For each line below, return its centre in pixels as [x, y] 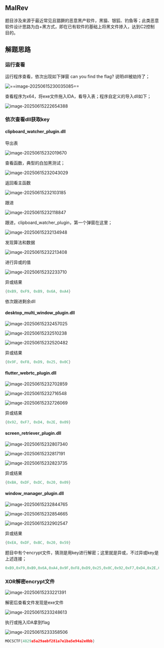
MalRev [17, 8]
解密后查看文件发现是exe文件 [34, 602]
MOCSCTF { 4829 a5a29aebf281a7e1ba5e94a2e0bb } [50, 641]
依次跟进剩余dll [20, 301]
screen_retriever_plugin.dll [33, 433]
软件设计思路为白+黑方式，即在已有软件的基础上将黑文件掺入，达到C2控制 [80, 26]
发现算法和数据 [20, 242]
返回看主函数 [18, 182]
